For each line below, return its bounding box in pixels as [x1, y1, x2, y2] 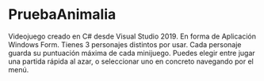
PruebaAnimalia [8, 6, 117, 24]
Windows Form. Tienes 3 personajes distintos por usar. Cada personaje [8, 39, 242, 49]
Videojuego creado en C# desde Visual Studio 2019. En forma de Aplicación [8, 31, 256, 41]
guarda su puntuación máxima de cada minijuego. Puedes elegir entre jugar [8, 48, 255, 57]
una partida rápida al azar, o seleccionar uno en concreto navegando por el [8, 57, 254, 66]
